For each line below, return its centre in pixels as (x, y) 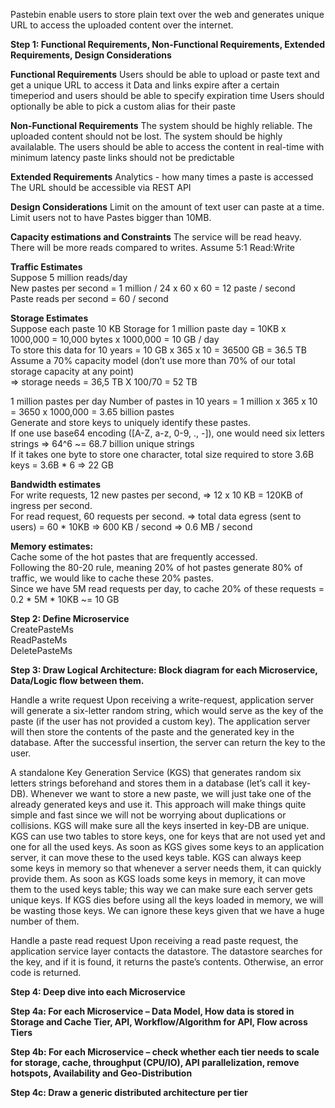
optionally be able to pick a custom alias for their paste (123, 106)
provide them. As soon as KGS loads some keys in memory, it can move (158, 878)
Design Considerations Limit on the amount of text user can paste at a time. (167, 207)
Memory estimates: (52, 546)
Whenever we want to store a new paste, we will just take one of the (171, 793)
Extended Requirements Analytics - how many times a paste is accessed (162, 177)
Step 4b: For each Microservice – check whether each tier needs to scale (165, 1052)
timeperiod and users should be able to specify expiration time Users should (167, 95)
